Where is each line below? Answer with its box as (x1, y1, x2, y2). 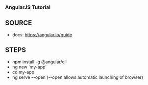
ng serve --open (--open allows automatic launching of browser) (12, 74, 144, 80)
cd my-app (12, 69, 35, 75)
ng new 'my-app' (12, 64, 47, 69)
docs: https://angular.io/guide (12, 32, 73, 37)
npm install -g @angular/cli (12, 59, 67, 65)
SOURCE (5, 19, 32, 27)
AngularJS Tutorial (5, 4, 50, 11)
